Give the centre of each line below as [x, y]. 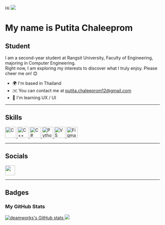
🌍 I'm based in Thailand [37, 83]
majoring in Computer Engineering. [41, 63]
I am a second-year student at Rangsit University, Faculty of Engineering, [79, 58]
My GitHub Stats [25, 206]
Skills [14, 118]
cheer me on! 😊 [21, 73]
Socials [17, 156]
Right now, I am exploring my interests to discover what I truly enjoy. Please [81, 68]
